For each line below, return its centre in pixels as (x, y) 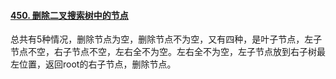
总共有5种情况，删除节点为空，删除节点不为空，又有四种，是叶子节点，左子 (166, 39)
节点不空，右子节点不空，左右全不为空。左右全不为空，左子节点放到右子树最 (168, 52)
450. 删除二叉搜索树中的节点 (69, 15)
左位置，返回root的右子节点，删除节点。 (93, 64)
